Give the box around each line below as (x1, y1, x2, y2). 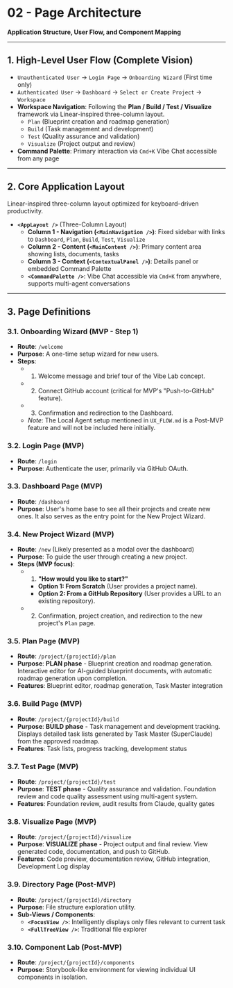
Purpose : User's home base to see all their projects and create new (17, 504, 211, 513)
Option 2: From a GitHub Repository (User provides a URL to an (37, 589, 222, 598)
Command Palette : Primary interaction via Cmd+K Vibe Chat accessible (17, 147, 217, 155)
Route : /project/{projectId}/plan (17, 652, 116, 661)
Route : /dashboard (17, 497, 70, 505)
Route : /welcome (17, 343, 64, 351)
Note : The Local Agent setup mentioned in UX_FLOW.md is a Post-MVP (27, 416, 224, 425)
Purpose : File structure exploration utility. (17, 903, 137, 911)
